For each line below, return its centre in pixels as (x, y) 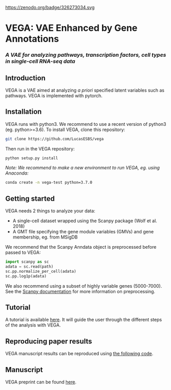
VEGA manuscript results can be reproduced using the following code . (79, 354)
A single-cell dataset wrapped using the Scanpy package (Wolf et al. (85, 221)
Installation (23, 112)
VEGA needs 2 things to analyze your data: (50, 211)
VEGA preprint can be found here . (41, 382)
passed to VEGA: (23, 252)
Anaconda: (17, 173)
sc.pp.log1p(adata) (26, 276)
